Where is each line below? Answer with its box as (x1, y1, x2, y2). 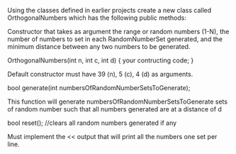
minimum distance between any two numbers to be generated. (7, 43, 191, 50)
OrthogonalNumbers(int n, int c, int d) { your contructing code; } (7, 56, 194, 65)
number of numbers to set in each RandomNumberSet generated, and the (7, 35, 223, 43)
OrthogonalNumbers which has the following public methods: (7, 13, 186, 22)
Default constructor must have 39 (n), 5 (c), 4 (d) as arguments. (7, 70, 193, 78)
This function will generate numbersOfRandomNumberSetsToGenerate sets (7, 97, 228, 106)
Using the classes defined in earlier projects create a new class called (7, 6, 212, 14)
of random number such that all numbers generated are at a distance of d (7, 105, 222, 113)
